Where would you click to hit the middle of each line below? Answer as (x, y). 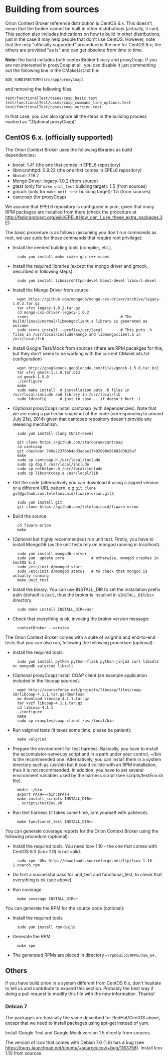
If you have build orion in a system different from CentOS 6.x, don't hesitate (83, 983)
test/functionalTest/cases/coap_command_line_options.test (68, 102)
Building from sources (52, 9)
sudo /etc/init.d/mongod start (50, 567)
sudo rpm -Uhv (32, 861)
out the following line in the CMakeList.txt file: (52, 70)
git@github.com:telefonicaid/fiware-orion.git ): (63, 493)
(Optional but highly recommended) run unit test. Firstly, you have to (83, 539)
